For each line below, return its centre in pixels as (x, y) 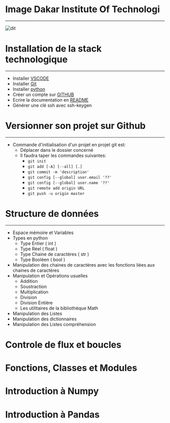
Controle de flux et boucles (63, 345)
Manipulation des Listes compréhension (54, 324)
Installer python (29, 89)
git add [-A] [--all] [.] (55, 167)
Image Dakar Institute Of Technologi (83, 9)
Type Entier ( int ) (38, 243)
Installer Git (25, 84)
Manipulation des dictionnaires (45, 319)
